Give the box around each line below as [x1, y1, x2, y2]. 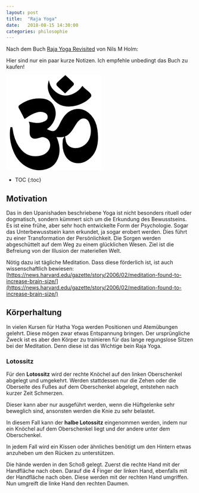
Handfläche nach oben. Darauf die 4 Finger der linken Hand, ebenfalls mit [6, 467, 188, 475]
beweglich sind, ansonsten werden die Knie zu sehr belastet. [6, 407, 156, 415]
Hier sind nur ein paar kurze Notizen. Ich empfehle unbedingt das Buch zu [6, 57, 188, 64]
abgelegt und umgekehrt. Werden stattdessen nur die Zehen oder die [6, 377, 176, 384]
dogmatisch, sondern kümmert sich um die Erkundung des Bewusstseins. [6, 216, 187, 223]
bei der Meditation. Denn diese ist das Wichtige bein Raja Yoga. [6, 342, 162, 349]
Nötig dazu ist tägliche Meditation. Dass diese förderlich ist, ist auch [6, 259, 174, 266]
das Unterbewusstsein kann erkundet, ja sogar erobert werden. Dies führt [6, 228, 188, 235]
